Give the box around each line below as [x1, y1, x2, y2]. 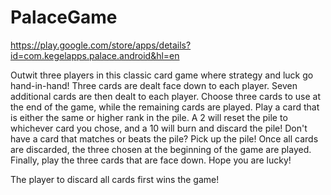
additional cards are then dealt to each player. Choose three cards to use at [10, 90, 321, 102]
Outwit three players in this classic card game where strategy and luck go [10, 69, 314, 81]
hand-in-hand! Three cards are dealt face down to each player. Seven [10, 79, 298, 91]
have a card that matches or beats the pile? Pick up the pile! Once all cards [10, 132, 319, 145]
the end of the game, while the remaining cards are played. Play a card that [10, 101, 320, 113]
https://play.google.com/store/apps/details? [10, 39, 192, 51]
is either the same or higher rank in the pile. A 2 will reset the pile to [10, 111, 288, 123]
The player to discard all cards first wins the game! [10, 173, 220, 185]
